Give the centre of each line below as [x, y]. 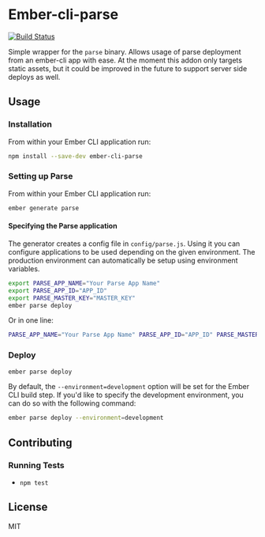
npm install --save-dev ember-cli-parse [76, 156]
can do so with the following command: [72, 403]
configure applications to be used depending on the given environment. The [132, 251]
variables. [24, 268]
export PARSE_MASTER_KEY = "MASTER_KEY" [72, 298]
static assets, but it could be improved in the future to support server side [128, 68]
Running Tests [36, 465]
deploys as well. [34, 77]
